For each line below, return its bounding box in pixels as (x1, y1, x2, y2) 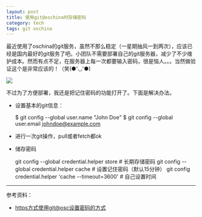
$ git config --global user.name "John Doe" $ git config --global (14, 114, 173, 121)
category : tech (6, 20, 44, 26)
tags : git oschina (6, 25, 52, 32)
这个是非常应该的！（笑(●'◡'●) (11, 65, 91, 73)
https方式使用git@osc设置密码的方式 (14, 204, 106, 212)
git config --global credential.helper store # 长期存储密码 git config (14, 158, 180, 165)
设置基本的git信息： (14, 102, 64, 109)
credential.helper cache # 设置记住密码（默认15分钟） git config (32, 165, 191, 173)
